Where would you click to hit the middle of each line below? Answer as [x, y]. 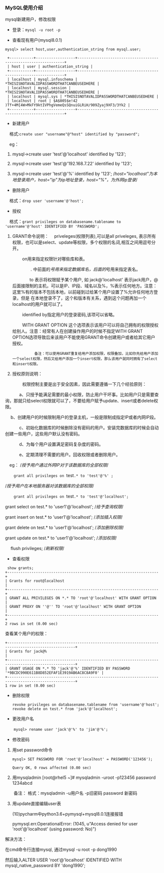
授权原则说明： [27, 374]
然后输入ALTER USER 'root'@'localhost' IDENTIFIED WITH [63, 860]
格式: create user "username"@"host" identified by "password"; [74, 134]
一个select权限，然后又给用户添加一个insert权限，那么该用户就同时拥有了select [85, 359]
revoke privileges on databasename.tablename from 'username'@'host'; [86, 705]
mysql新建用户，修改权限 [31, 19]
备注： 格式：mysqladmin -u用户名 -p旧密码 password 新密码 [75, 793]
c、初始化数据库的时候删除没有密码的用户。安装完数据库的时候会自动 [89, 428]
